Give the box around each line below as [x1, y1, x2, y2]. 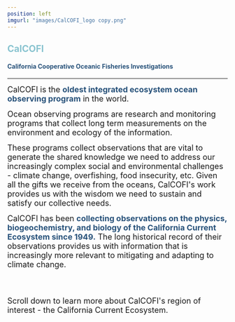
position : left [7, 10, 52, 18]
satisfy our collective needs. [7, 198, 112, 208]
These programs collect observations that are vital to [7, 143, 204, 153]
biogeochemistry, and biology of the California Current [7, 222, 217, 233]
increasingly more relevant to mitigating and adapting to [7, 250, 215, 260]
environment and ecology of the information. [7, 128, 173, 137]
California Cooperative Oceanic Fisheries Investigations [7, 62, 173, 71]
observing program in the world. [7, 94, 129, 104]
